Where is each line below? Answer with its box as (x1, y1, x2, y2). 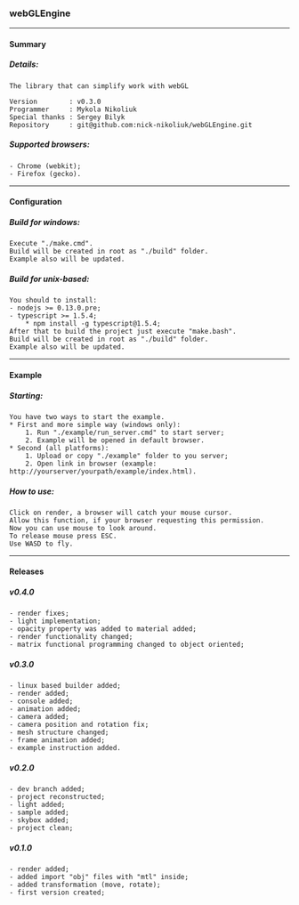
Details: (9, 59, 39, 69)
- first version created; (9, 888, 105, 897)
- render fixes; (9, 609, 69, 618)
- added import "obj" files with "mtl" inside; (9, 873, 190, 882)
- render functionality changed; (9, 633, 133, 642)
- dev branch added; (9, 785, 86, 794)
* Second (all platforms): (9, 443, 109, 452)
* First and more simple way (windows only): (9, 420, 181, 429)
